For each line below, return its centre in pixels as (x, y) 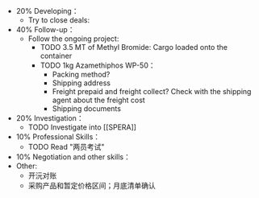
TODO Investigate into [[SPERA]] (82, 127)
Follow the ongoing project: (73, 39)
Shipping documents (86, 109)
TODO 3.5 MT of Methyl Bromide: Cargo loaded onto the (134, 47)
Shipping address (81, 83)
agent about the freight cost (98, 100)
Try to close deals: (59, 20)
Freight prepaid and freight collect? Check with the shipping (152, 91)
